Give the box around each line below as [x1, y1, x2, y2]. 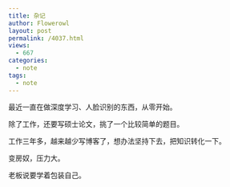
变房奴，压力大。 [8, 153, 65, 163]
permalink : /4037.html [8, 34, 84, 43]
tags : [8, 71, 26, 79]
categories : [8, 57, 48, 65]
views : [8, 42, 30, 50]
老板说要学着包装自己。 [8, 170, 86, 180]
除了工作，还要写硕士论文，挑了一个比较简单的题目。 [8, 119, 184, 128]
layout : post [8, 26, 52, 35]
